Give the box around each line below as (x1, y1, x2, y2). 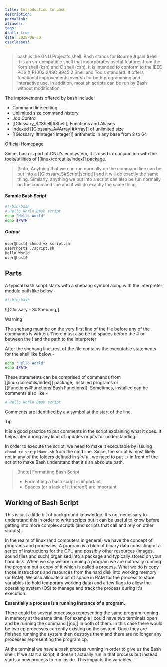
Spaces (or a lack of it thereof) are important (24, 484, 117, 490)
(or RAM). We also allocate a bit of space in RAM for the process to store (5, 575, 155, 581)
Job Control (12, 115, 37, 121)
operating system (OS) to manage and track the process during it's (5, 585, 143, 591)
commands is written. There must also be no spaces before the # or (5, 331, 145, 337)
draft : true (5, 30, 30, 35)
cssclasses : (5, 40, 30, 45)
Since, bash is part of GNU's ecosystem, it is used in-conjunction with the (5, 150, 157, 156)
